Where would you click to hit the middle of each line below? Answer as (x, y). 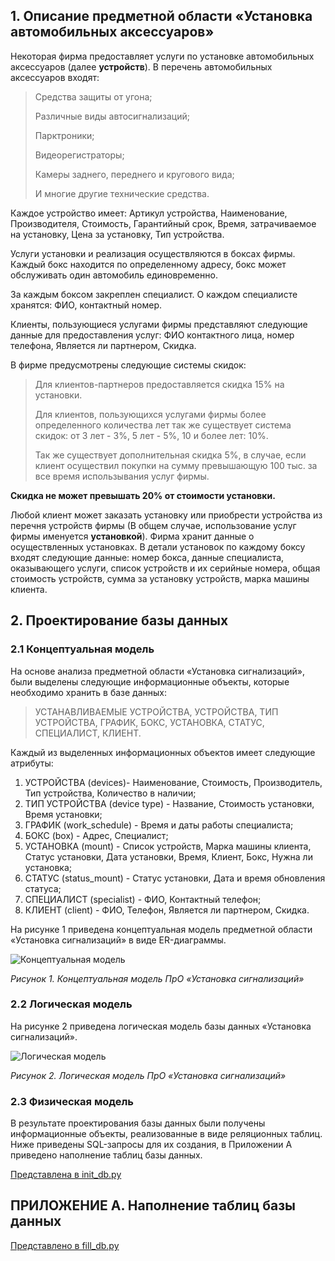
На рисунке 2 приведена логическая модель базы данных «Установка (161, 1026)
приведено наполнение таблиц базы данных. (106, 1155)
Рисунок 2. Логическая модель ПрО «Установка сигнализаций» (148, 1075)
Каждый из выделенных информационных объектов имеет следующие (163, 752)
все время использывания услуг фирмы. (122, 476)
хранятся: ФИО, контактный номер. (86, 305)
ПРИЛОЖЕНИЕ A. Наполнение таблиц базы (153, 1205)
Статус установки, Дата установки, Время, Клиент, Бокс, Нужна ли (168, 856)
